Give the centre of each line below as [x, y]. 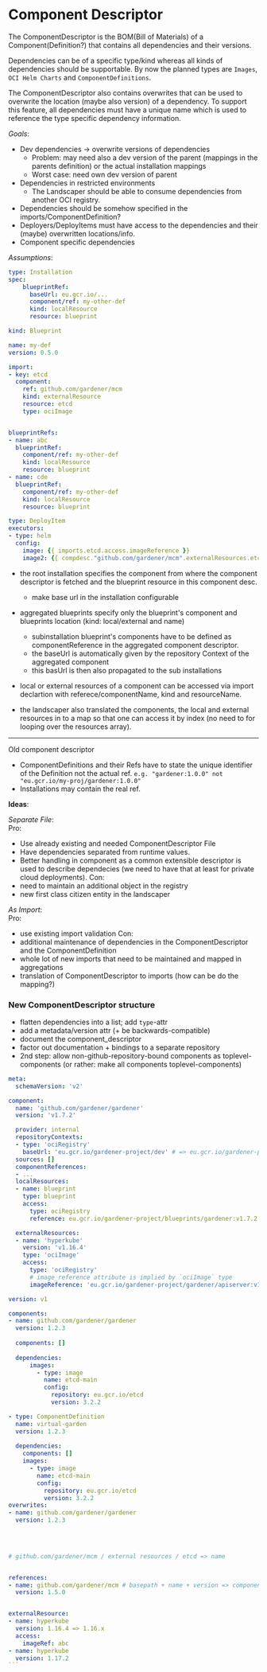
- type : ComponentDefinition [56, 1417]
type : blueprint [50, 1197]
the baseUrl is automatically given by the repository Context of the [140, 653]
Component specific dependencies [77, 242]
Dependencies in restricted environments [87, 183]
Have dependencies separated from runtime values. [105, 852]
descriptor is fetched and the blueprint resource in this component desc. [139, 582]
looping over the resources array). [75, 727]
